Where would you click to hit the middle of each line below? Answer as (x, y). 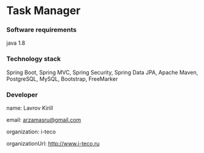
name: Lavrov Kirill (30, 108)
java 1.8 (16, 43)
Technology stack (34, 59)
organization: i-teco (31, 132)
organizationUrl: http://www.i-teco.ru (53, 144)
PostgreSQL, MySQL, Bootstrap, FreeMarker (62, 79)
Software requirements (42, 30)
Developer (22, 94)
